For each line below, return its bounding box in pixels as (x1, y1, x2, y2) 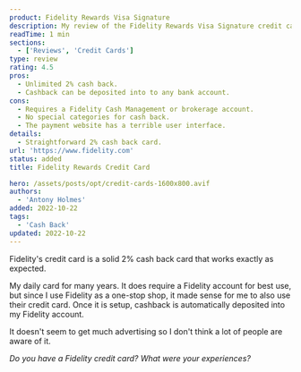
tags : (9, 212, 30, 221)
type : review (9, 55, 58, 63)
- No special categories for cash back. (17, 113, 170, 122)
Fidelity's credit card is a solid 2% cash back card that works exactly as (9, 253, 274, 264)
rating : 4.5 (9, 63, 54, 72)
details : (9, 130, 42, 139)
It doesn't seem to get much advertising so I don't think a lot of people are (9, 325, 283, 336)
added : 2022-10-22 (9, 204, 78, 213)
